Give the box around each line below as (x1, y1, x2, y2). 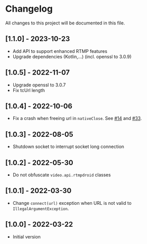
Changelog (5, 3, 53, 15)
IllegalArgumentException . (12, 205, 69, 211)
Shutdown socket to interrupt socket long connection (12, 143, 125, 150)
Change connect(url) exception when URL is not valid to (12, 200, 132, 206)
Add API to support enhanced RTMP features (12, 48, 108, 54)
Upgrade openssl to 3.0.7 (12, 82, 66, 88)
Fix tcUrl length (12, 87, 45, 93)
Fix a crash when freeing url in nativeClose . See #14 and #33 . (12, 115, 142, 121)
